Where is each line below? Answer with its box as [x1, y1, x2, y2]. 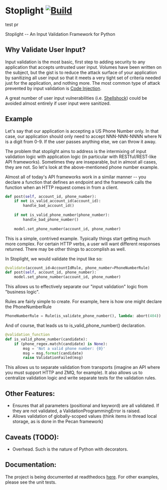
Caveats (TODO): [5, 433, 59, 441]
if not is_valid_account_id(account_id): [14, 198, 101, 204]
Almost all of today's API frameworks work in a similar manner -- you [5, 173, 147, 179]
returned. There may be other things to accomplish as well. [5, 246, 126, 252]
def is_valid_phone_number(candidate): [5, 336, 88, 341]
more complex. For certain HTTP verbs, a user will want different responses [5, 241, 161, 247]
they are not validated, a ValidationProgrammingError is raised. [12, 408, 141, 414]
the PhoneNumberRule [5, 304, 52, 310]
